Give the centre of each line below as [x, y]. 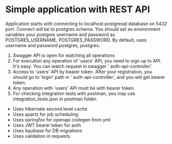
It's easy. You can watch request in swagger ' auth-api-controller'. [83, 66]
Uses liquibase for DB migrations [47, 130]
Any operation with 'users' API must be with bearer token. [74, 88]
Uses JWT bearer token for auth [47, 125]
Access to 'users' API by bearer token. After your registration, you [82, 71]
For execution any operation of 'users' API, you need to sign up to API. [87, 60]
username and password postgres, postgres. [53, 45]
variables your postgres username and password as [60, 34]
